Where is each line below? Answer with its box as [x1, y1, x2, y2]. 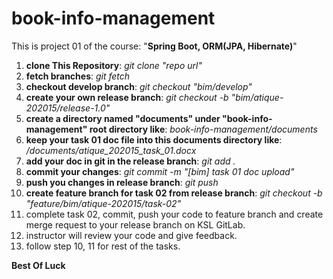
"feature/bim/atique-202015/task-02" [25, 197, 182, 209]
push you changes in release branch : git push [25, 176, 219, 188]
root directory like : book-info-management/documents [89, 123, 318, 135]
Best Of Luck [11, 259, 66, 271]
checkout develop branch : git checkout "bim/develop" [25, 80, 253, 92]
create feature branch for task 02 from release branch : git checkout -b [25, 187, 323, 199]
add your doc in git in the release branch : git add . [25, 155, 236, 167]
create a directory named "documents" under [25, 112, 221, 124]
